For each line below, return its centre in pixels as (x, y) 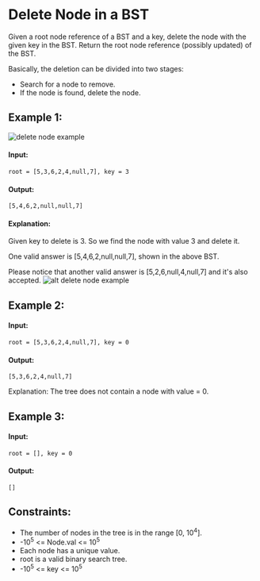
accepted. (25, 280)
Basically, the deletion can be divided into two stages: (96, 68)
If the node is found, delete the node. (80, 92)
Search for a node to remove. (67, 84)
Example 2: (36, 305)
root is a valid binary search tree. (73, 559)
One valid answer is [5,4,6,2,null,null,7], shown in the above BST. (114, 256)
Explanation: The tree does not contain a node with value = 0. (109, 391)
